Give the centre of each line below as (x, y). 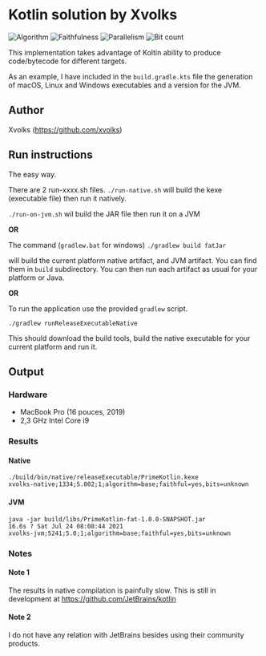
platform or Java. (36, 277)
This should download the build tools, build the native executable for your (129, 338)
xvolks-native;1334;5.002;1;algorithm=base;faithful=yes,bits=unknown (129, 484)
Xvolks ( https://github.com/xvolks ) (65, 129)
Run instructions (51, 155)
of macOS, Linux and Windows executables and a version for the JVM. (125, 85)
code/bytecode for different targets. (68, 61)
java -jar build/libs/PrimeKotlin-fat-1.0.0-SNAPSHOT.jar (107, 519)
